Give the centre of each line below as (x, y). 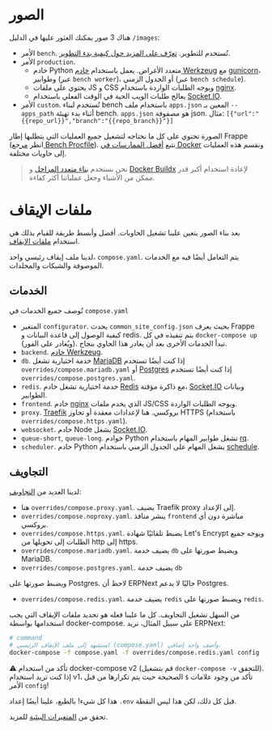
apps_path (38, 114)
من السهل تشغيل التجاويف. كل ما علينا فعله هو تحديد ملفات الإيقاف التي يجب (125, 614)
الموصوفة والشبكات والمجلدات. (57, 265)
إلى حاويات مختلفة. (38, 153)
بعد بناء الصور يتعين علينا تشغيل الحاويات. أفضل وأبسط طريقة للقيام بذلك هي (125, 232)
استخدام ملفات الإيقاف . (45, 241)
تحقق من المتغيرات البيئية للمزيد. (59, 717)
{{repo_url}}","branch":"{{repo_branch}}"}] (97, 121)
